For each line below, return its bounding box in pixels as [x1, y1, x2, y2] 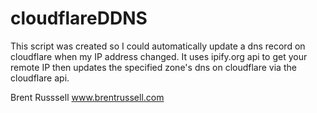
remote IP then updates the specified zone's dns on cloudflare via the [10, 61, 297, 73]
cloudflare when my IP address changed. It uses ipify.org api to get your [10, 50, 308, 62]
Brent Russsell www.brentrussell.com [10, 91, 165, 103]
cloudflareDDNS [10, 7, 148, 30]
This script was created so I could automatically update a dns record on [10, 40, 306, 52]
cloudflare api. [10, 72, 70, 84]
